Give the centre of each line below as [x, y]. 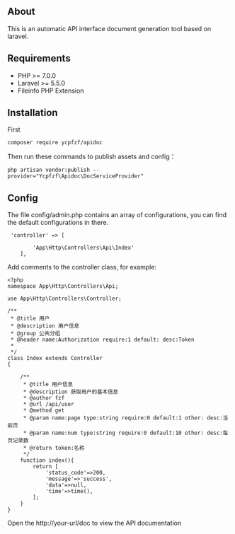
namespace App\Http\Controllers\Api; [63, 286]
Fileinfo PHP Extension [51, 91]
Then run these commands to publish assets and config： [92, 157]
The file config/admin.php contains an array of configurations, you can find [117, 215]
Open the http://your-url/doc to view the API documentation [94, 523]
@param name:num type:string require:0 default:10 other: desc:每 [129, 433]
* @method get [44, 411]
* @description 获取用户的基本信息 [71, 392]
